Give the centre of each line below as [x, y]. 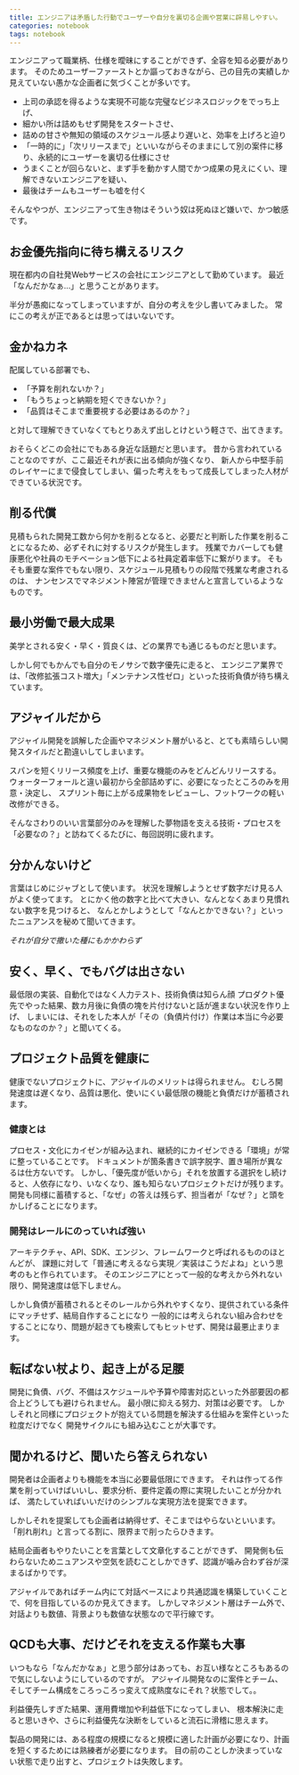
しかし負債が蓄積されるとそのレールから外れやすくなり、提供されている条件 [149, 1305]
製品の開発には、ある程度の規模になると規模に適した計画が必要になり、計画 [149, 1738]
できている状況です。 [48, 482]
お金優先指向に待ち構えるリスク [97, 252]
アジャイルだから [56, 718]
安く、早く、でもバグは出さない [97, 971]
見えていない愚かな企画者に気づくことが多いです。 [102, 83]
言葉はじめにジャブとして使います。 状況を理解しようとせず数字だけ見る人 [146, 888]
